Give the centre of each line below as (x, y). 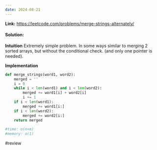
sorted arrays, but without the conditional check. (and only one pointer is (79, 51)
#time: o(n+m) (20, 129)
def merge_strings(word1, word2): (40, 75)
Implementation (22, 65)
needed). (14, 56)
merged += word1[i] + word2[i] (55, 93)
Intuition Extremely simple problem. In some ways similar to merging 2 (77, 46)
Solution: (15, 35)
